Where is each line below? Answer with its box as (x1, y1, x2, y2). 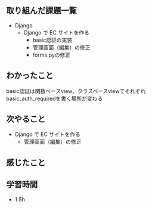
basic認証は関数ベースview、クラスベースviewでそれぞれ (6, 87, 146, 94)
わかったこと (6, 70, 54, 80)
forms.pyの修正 (32, 51, 70, 58)
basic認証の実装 (32, 36, 73, 44)
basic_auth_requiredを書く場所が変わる (6, 95, 103, 102)
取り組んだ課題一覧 (6, 5, 77, 16)
